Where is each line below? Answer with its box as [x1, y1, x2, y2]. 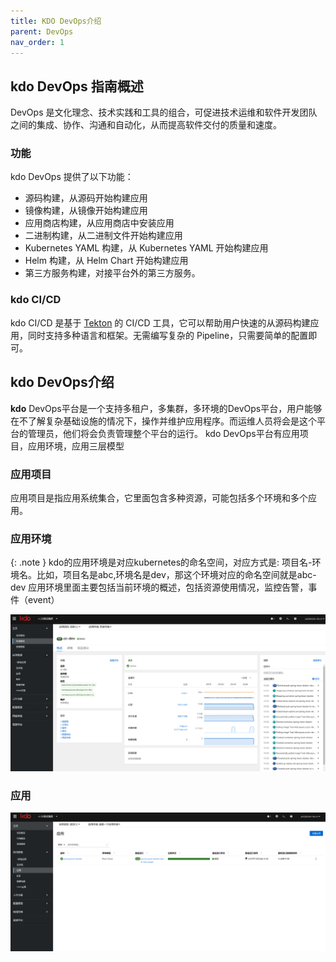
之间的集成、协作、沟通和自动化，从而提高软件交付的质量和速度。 [10, 119, 282, 131]
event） [27, 594, 60, 606]
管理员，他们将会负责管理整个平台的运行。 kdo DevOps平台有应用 [27, 427, 300, 439]
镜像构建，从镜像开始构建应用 [24, 205, 148, 217]
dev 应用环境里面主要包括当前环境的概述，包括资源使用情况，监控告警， [10, 581, 309, 594]
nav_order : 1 [10, 37, 65, 47]
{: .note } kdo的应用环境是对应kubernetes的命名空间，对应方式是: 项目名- [10, 556, 313, 569]
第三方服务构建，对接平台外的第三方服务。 [24, 267, 201, 279]
